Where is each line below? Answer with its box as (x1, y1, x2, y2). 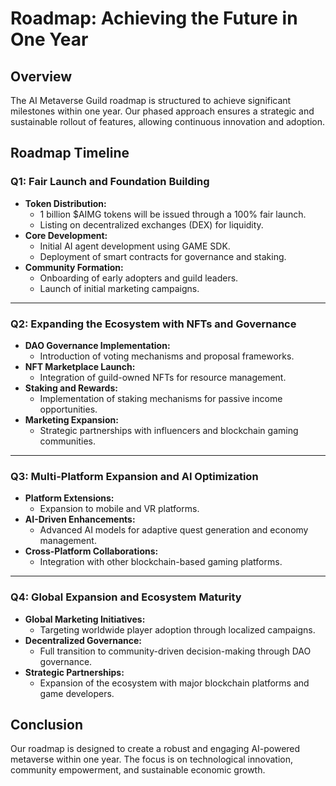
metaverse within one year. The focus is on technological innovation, (10, 753, 293, 766)
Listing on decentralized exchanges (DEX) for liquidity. (39, 218, 264, 231)
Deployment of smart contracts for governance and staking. (39, 250, 287, 262)
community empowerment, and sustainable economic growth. (10, 764, 266, 776)
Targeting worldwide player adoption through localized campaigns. (39, 623, 316, 636)
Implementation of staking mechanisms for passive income (39, 392, 283, 404)
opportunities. (39, 403, 98, 415)
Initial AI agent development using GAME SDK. (39, 240, 231, 252)
